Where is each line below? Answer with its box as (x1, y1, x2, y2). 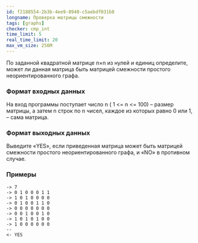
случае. (6, 155, 26, 163)
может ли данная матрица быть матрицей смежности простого (6, 65, 171, 73)
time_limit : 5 (6, 31, 42, 37)
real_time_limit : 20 (6, 37, 59, 43)
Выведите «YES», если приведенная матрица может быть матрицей (6, 143, 183, 150)
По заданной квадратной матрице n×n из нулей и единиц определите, (6, 59, 188, 66)
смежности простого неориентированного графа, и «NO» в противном (6, 149, 190, 156)
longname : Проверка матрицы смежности (6, 15, 104, 21)
